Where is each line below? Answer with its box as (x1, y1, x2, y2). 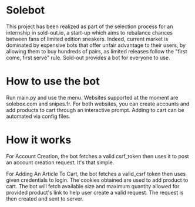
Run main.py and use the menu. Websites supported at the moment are (6, 94, 179, 101)
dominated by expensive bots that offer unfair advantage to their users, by (6, 42, 186, 49)
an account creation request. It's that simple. (6, 159, 115, 166)
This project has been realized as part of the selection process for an (6, 23, 173, 30)
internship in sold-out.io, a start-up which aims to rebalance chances (6, 29, 173, 36)
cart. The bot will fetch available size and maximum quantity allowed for (6, 182, 180, 189)
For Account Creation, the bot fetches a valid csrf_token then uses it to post (6, 152, 189, 160)
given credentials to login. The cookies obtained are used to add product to (6, 177, 189, 184)
